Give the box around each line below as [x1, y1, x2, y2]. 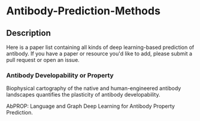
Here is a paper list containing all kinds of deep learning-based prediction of [6, 44, 195, 51]
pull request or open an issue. [6, 57, 80, 63]
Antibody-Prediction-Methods [6, 4, 160, 18]
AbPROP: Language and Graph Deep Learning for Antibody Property [6, 103, 175, 110]
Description [6, 28, 51, 38]
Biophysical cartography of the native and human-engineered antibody [6, 85, 181, 92]
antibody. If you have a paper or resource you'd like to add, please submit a [6, 50, 193, 57]
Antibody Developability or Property [6, 71, 114, 79]
